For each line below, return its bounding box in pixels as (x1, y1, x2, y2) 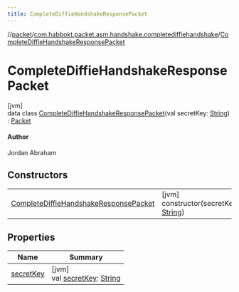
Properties (7, 231, 55, 243)
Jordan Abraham (7, 148, 57, 157)
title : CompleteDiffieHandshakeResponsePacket (7, 10, 148, 18)
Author (7, 132, 29, 141)
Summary (69, 252, 103, 262)
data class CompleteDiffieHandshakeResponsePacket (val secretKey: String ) (7, 108, 230, 118)
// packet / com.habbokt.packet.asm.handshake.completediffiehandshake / (7, 30, 221, 38)
